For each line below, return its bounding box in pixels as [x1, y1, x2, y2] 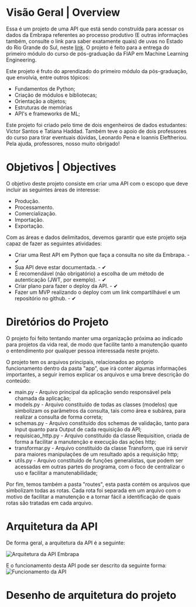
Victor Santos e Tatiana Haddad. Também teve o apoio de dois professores [6, 128, 187, 135]
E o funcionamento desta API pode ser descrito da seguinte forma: [6, 562, 167, 569]
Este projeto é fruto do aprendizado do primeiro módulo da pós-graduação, [6, 67, 188, 74]
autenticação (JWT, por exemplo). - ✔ [14, 276, 106, 283]
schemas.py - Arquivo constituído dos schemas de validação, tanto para [14, 419, 190, 427]
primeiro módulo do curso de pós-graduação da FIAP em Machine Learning [6, 50, 189, 57]
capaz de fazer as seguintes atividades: [6, 240, 102, 247]
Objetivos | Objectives [6, 161, 116, 174]
